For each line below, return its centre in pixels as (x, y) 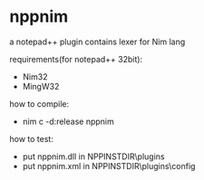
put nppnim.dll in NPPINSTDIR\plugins (93, 156)
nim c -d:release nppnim (68, 121)
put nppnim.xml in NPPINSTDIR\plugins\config (109, 166)
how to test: (32, 138)
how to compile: (39, 104)
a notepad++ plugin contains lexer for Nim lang (97, 42)
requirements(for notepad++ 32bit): (76, 59)
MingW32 (41, 86)
